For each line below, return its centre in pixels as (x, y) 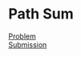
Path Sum (41, 14)
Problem (22, 36)
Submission (28, 44)
